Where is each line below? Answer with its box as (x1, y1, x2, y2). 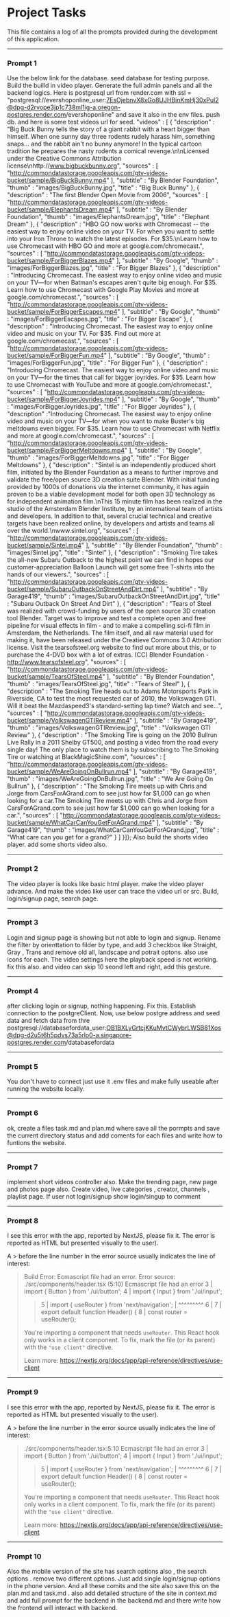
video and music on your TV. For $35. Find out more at (7, 330, 161, 338)
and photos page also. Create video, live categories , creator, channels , (7, 1185, 210, 1193)
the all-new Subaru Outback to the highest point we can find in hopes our (7, 556, 214, 564)
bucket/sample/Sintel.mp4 (7, 541, 82, 550)
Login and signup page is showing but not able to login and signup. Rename (7, 933, 221, 942)
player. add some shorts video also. (7, 840, 107, 849)
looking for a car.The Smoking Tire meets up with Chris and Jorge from (7, 797, 207, 805)
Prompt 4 (7, 986, 39, 995)
